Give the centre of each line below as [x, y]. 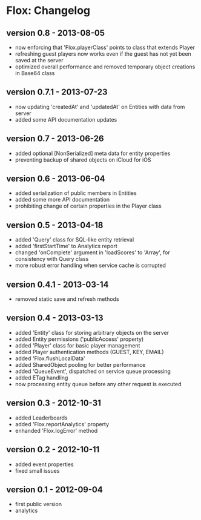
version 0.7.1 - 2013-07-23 [57, 92]
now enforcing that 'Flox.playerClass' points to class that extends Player [105, 47]
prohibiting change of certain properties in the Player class [88, 206]
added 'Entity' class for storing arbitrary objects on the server [92, 332]
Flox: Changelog [48, 11]
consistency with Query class [52, 259]
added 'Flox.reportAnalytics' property [62, 424]
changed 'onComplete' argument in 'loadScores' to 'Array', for [93, 252]
